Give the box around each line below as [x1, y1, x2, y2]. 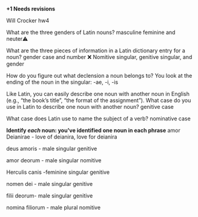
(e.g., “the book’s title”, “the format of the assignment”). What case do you [6, 97, 191, 104]
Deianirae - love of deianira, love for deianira [6, 133, 117, 140]
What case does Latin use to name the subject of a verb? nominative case [6, 115, 191, 122]
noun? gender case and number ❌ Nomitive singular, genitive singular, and [6, 53, 193, 60]
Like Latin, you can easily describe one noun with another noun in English [6, 91, 190, 97]
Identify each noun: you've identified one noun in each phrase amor [6, 127, 180, 134]
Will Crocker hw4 [6, 17, 50, 24]
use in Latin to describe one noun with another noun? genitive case [6, 103, 174, 110]
